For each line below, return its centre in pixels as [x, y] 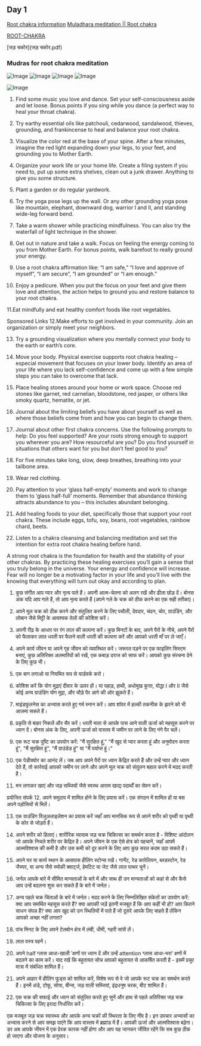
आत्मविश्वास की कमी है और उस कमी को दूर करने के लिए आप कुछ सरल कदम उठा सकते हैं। [101, 848]
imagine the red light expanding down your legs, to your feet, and [96, 148]
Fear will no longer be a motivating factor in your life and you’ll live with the [99, 575]
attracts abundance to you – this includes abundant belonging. [92, 502]
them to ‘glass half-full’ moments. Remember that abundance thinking [101, 496]
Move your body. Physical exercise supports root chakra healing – [96, 357]
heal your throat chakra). [46, 112]
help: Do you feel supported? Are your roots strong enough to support [101, 436]
